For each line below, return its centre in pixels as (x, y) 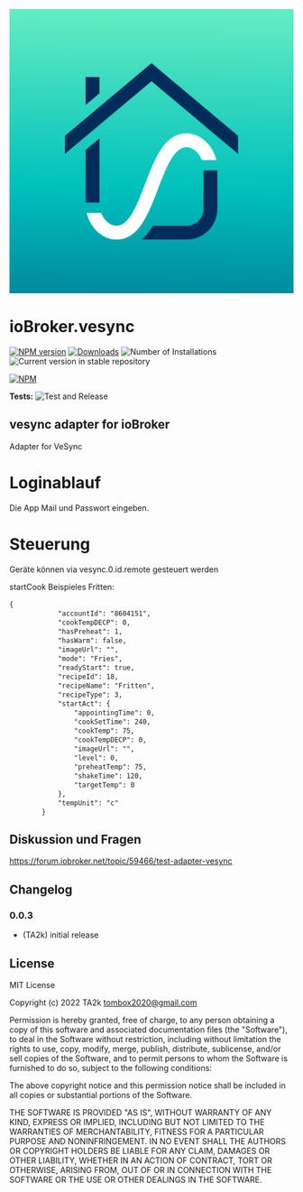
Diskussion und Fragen (75, 840)
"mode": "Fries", (90, 659)
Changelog (41, 889)
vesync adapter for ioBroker (90, 425)
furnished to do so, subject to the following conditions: (110, 1067)
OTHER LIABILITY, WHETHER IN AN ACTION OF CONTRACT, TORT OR (141, 1160)
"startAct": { (84, 704)
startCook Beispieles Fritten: (62, 587)
